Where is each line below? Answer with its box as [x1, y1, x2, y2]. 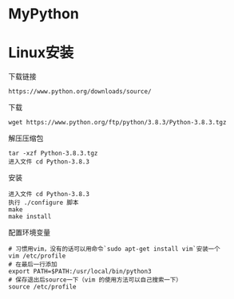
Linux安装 [8, 44, 74, 62]
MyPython [8, 5, 80, 23]
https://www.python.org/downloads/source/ [8, 88, 152, 96]
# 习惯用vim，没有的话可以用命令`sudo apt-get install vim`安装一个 [8, 245, 221, 254]
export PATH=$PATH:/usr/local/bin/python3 [8, 268, 152, 276]
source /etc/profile [8, 283, 77, 291]
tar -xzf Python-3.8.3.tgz [8, 149, 98, 158]
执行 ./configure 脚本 [8, 199, 79, 207]
